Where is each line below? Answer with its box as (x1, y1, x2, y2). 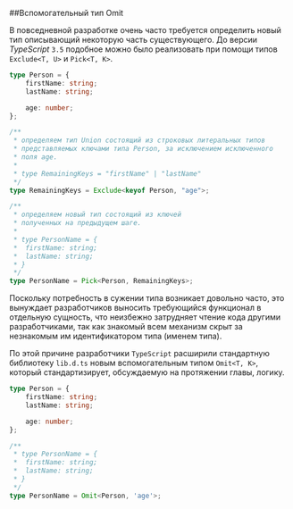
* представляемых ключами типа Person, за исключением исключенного (13, 145, 274, 154)
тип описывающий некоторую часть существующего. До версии (9, 35, 257, 45)
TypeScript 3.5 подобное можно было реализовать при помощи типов (9, 44, 279, 54)
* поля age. (13, 153, 58, 162)
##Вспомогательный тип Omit (9, 8, 123, 18)
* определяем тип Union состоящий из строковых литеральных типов (13, 136, 266, 146)
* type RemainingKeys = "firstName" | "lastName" (13, 169, 202, 178)
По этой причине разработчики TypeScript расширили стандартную (9, 348, 270, 359)
